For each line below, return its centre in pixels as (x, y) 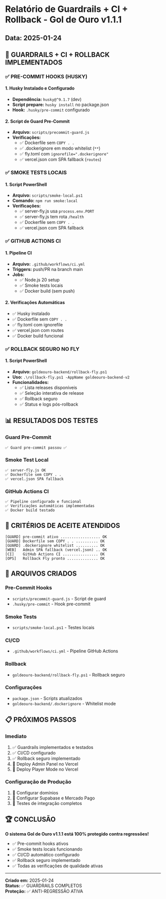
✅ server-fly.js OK (25, 470)
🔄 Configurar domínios (35, 793)
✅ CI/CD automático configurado (46, 854)
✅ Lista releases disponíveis (48, 387)
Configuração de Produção (38, 782)
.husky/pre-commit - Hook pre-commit (51, 604)
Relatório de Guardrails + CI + (67, 9)
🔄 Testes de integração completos (47, 803)
